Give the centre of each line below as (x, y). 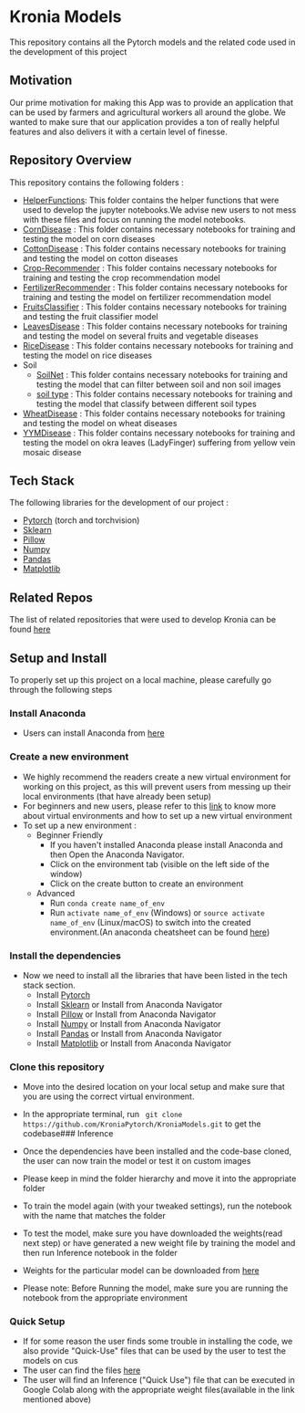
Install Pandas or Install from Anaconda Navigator (129, 1033)
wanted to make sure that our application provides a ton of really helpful (144, 121)
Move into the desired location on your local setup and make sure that (153, 1087)
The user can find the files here (81, 1370)
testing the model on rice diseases (87, 355)
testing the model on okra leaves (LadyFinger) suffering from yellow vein (159, 442)
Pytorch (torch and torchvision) (81, 520)
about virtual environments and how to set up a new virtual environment (158, 815)
